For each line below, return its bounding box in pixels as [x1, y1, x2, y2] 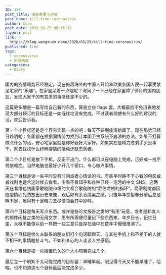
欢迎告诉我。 [13, 117, 40, 122]
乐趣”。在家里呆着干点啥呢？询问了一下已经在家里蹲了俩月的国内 [24, 88, 157, 93]
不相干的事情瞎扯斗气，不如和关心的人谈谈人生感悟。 [5, 237, 114, 243]
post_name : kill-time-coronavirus [5, 16, 77, 21]
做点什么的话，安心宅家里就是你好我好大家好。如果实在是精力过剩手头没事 [5, 140, 157, 145]
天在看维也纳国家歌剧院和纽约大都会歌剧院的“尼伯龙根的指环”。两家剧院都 [5, 185, 157, 191]
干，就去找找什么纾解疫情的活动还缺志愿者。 [5, 146, 96, 152]
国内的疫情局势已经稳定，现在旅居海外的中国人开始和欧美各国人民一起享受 [5, 81, 157, 87]
